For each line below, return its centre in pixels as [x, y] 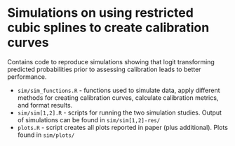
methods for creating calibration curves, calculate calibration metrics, [118, 97]
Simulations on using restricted [101, 13]
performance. [27, 76]
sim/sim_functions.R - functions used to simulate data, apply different [119, 90]
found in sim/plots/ [46, 135]
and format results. [45, 105]
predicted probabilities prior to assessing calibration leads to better [104, 69]
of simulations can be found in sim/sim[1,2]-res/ [89, 119]
